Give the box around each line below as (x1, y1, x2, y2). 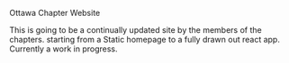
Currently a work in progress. (9, 43, 119, 54)
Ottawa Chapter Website (9, 8, 101, 18)
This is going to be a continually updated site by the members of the (9, 25, 263, 35)
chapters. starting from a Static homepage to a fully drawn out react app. (9, 35, 281, 44)
